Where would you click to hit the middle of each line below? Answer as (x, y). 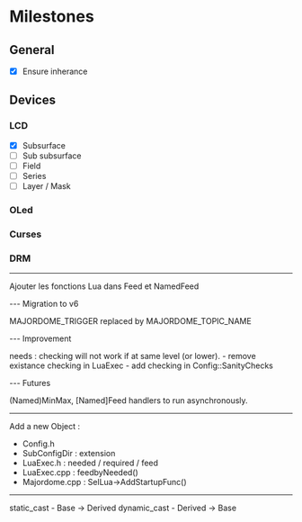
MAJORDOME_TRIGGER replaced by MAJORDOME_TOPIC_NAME (130, 321)
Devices (33, 100)
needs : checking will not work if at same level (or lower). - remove (133, 356)
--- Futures (30, 383)
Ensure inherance (55, 71)
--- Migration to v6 (44, 304)
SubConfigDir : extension (69, 454)
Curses (26, 234)
